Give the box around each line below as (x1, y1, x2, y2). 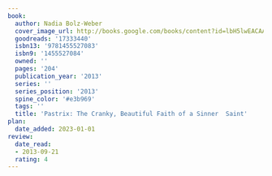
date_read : (15, 140, 52, 148)
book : (7, 11, 26, 20)
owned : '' (15, 58, 48, 66)
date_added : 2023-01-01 (15, 125, 95, 133)
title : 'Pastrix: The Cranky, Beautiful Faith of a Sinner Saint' (15, 110, 248, 118)
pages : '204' (15, 65, 59, 73)
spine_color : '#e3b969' (15, 95, 95, 103)
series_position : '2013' (15, 87, 99, 96)
